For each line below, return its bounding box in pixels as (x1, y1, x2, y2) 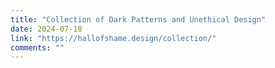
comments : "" (10, 42, 65, 53)
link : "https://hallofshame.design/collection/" (10, 33, 217, 43)
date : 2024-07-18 (10, 24, 83, 34)
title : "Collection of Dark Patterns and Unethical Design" (10, 14, 267, 25)
